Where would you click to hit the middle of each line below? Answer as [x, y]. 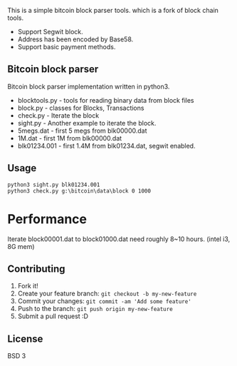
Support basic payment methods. [67, 47]
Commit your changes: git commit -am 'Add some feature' [105, 301]
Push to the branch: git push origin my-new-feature [95, 309]
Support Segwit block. [50, 32]
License [25, 339]
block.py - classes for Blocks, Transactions [81, 108]
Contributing [36, 269]
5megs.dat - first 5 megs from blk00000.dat [82, 131]
